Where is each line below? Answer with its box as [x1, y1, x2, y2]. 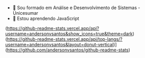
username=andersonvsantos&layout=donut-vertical [5, 42, 113, 48]
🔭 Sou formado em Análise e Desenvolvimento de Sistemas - [12, 5, 140, 11]
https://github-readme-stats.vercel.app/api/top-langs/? [7, 36, 123, 42]
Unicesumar [12, 10, 39, 16]
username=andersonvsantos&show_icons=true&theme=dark [5, 31, 133, 37]
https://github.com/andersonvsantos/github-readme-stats [7, 47, 129, 53]
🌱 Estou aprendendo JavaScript [12, 15, 79, 22]
